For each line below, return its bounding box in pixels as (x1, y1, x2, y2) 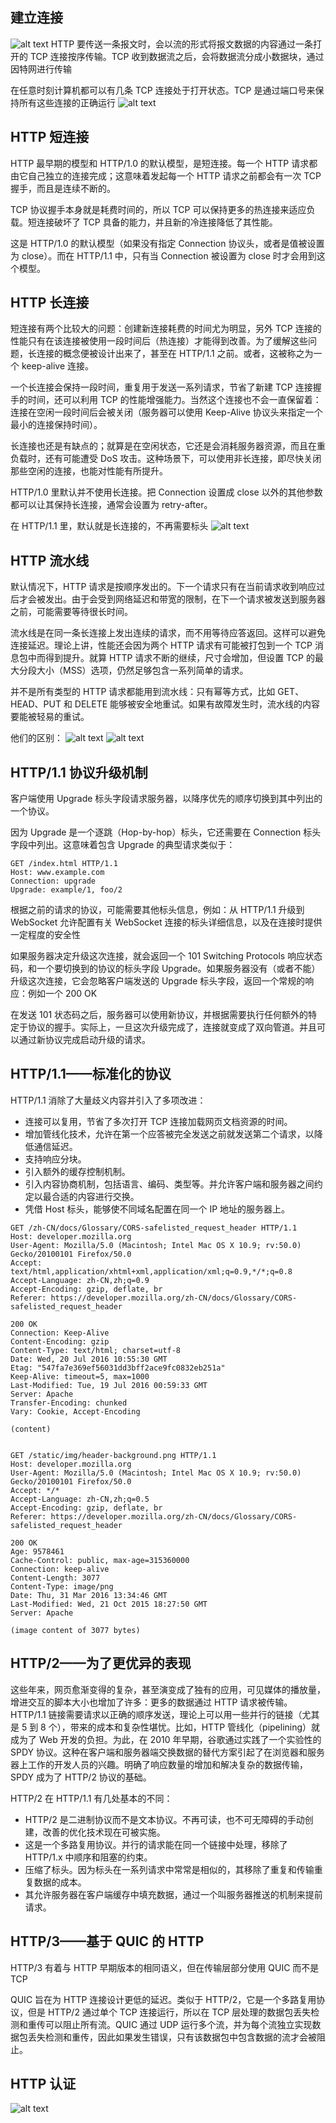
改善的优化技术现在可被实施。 (42, 1826, 166, 1838)
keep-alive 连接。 (21, 360, 94, 372)
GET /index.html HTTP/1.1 (10, 859, 118, 869)
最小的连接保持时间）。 (10, 419, 103, 431)
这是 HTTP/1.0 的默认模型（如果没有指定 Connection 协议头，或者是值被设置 (10, 237, 325, 249)
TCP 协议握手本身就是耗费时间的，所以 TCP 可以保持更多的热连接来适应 (10, 203, 307, 215)
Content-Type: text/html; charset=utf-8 (10, 1345, 182, 1355)
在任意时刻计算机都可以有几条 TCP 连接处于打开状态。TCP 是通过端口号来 (10, 84, 316, 96)
